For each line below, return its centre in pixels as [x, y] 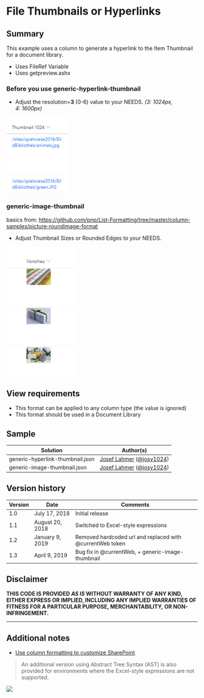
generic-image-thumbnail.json [48, 467]
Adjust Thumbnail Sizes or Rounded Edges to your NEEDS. [88, 238]
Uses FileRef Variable [42, 66]
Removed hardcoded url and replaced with [128, 537]
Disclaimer [27, 579]
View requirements [43, 393]
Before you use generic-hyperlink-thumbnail [73, 88]
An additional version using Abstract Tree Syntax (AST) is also [99, 665]
